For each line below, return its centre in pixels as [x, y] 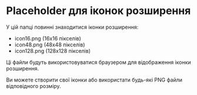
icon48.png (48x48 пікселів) [50, 45]
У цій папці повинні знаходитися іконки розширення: [72, 27]
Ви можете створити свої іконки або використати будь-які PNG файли [94, 80]
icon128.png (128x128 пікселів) [53, 50]
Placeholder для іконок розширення [98, 11]
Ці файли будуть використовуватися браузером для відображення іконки [98, 62]
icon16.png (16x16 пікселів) [48, 38]
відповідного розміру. [34, 86]
